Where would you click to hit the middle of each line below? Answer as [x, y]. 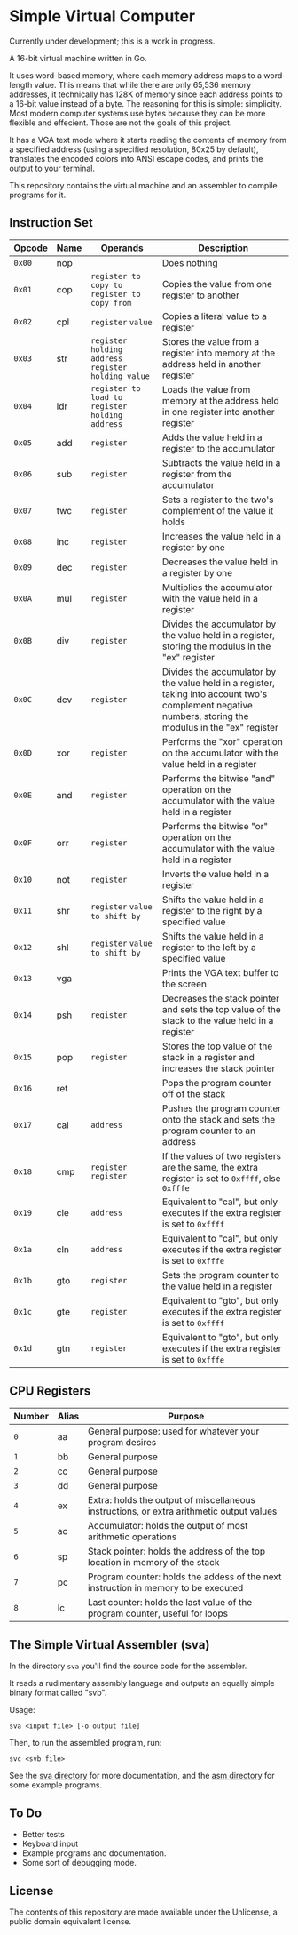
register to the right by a [212, 910]
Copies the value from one [217, 284]
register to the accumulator [218, 448]
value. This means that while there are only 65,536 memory [143, 84]
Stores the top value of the [217, 1046]
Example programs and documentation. [94, 1853]
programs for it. [38, 195]
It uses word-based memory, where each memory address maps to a [136, 75]
